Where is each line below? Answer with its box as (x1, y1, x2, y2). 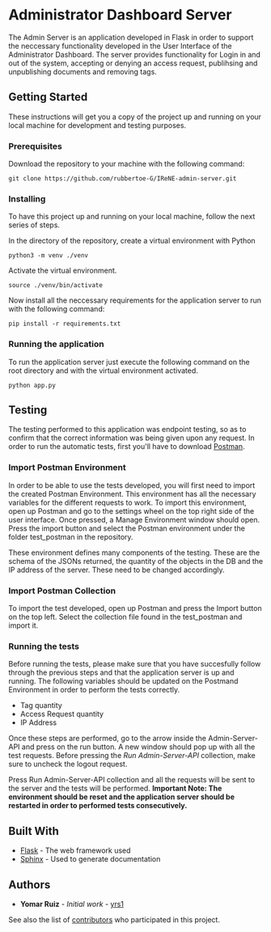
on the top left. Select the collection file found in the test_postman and (8, 612, 243, 622)
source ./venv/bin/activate (8, 282, 104, 290)
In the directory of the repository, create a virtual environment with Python (8, 236, 256, 246)
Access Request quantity (19, 710, 104, 719)
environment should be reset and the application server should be (8, 792, 235, 802)
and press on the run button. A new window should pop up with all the (21, 742, 256, 752)
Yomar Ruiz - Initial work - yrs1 (19, 899, 124, 909)
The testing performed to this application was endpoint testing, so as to (8, 425, 247, 434)
